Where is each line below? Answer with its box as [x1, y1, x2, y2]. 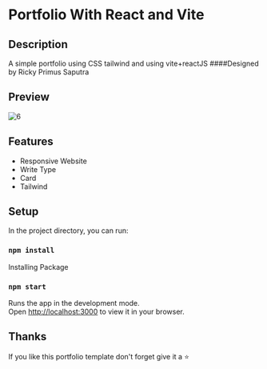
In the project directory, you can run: [8, 226, 129, 235]
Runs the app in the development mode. [8, 299, 140, 308]
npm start [8, 282, 46, 291]
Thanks [8, 330, 47, 343]
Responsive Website [19, 156, 88, 166]
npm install [8, 246, 55, 255]
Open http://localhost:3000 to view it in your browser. [8, 307, 185, 317]
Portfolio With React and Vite [8, 6, 205, 24]
